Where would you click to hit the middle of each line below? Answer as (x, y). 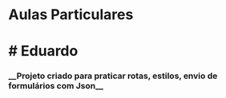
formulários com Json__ (56, 86)
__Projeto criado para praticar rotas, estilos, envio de (113, 76)
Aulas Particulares (71, 15)
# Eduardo (43, 51)
